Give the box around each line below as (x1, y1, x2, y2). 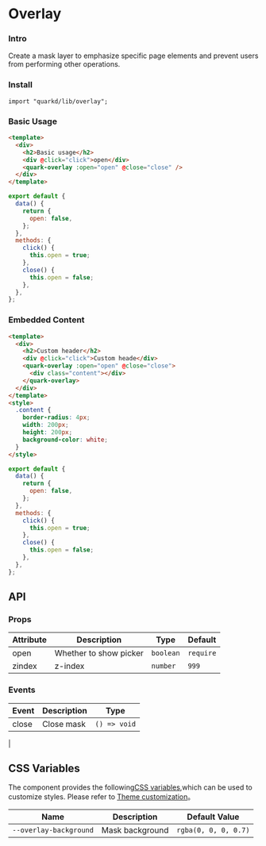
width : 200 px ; (22, 421, 69, 429)
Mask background (101, 825, 169, 836)
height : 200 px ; (22, 429, 73, 436)
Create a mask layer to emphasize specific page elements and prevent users (8, 51, 259, 60)
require (187, 648, 217, 658)
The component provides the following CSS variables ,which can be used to (8, 783, 253, 792)
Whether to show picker (54, 648, 145, 659)
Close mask (42, 718, 86, 729)
